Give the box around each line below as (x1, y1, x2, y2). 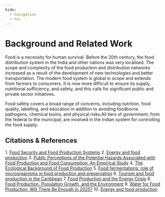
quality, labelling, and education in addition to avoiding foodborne (5, 106, 138, 112)
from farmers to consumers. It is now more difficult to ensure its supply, (5, 80, 151, 87)
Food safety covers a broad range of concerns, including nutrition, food (5, 101, 151, 107)
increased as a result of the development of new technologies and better (5, 70, 153, 76)
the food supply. (5, 122, 39, 128)
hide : (5, 7, 16, 12)
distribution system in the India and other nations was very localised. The (5, 60, 154, 66)
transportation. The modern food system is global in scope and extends (5, 75, 151, 81)
